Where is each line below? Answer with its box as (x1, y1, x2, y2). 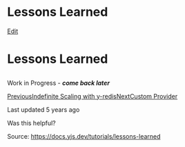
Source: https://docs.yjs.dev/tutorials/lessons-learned (7, 132, 161, 140)
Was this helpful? (7, 119, 57, 127)
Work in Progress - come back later (7, 79, 110, 87)
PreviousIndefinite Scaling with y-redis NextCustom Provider (7, 92, 178, 100)
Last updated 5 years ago (7, 105, 80, 114)
